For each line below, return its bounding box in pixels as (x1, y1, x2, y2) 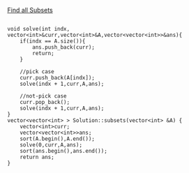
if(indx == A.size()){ (20, 38, 86, 45)
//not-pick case (20, 93, 68, 100)
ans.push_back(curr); (32, 44, 96, 51)
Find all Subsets (7, 6, 54, 14)
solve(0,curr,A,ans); (20, 142, 82, 149)
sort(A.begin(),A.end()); (20, 135, 96, 142)
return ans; (20, 153, 54, 160)
